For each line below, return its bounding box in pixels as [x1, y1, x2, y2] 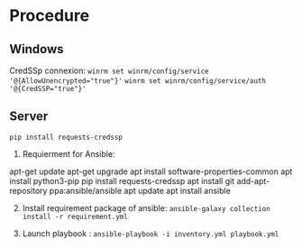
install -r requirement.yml [22, 212, 128, 221]
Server [9, 109, 49, 124]
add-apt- [236, 175, 270, 186]
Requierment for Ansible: [22, 148, 115, 159]
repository [9, 185, 48, 196]
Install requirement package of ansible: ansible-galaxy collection [22, 202, 270, 213]
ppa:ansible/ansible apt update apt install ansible [49, 185, 232, 196]
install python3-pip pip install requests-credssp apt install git [9, 175, 235, 186]
